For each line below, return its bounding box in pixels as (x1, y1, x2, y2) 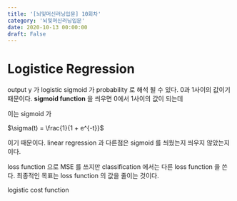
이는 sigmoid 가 (7, 110, 52, 118)
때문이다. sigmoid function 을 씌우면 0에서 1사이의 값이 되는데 (7, 94, 183, 103)
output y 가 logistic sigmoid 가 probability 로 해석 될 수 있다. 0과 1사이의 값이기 (7, 86, 231, 94)
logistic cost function (7, 186, 69, 195)
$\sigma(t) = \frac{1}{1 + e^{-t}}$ (7, 124, 104, 133)
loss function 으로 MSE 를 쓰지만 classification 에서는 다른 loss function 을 (7, 163, 221, 171)
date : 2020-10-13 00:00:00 (7, 24, 88, 31)
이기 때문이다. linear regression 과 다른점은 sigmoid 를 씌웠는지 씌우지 (7, 138, 206, 147)
